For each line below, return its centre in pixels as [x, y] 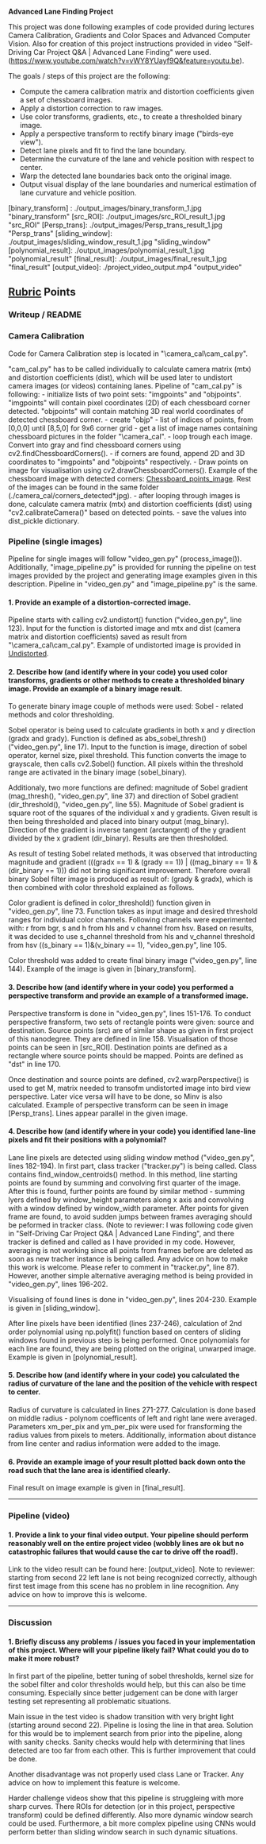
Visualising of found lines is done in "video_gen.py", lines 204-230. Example [133, 1299]
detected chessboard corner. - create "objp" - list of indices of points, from [131, 419]
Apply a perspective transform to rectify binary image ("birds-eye [126, 133]
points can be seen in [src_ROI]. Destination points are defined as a [118, 1047]
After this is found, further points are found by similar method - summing [127, 1191]
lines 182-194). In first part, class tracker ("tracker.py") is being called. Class [133, 1166]
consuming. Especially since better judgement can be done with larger [123, 1693]
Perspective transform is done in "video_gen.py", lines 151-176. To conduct [130, 1013]
